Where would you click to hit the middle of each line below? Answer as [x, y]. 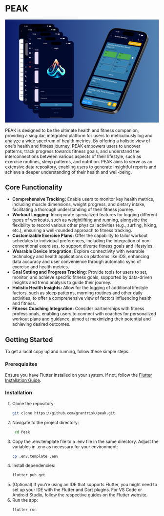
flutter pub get [29, 475]
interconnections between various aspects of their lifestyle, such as [73, 156]
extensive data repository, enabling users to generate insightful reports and [81, 167]
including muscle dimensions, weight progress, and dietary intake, [79, 205]
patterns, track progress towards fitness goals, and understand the [72, 151]
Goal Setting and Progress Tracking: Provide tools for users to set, [80, 272]
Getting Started [29, 340]
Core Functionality [34, 187]
